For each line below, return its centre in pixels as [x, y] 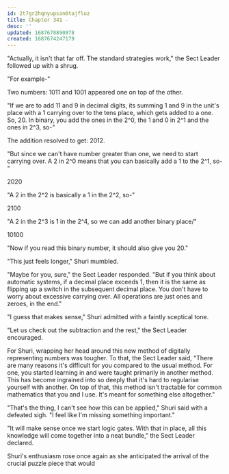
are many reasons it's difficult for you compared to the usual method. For [110, 365]
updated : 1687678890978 [41, 33]
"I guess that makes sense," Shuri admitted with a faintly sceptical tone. [108, 317]
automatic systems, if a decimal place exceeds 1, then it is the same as [107, 282]
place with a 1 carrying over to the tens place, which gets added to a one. [110, 113]
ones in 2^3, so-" [31, 127]
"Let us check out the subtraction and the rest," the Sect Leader [97, 330]
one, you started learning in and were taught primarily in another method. [110, 373]
